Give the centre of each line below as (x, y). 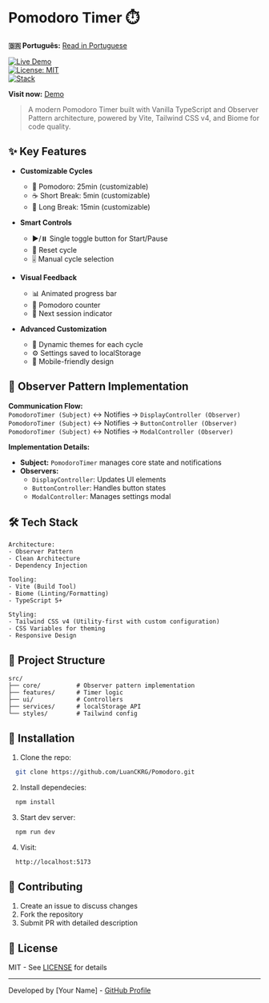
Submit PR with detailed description (79, 923)
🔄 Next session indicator (72, 313)
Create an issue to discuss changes (79, 906)
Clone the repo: (46, 757)
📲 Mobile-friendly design (73, 361)
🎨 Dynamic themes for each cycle (87, 344)
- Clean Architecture (44, 559)
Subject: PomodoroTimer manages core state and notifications (120, 462)
